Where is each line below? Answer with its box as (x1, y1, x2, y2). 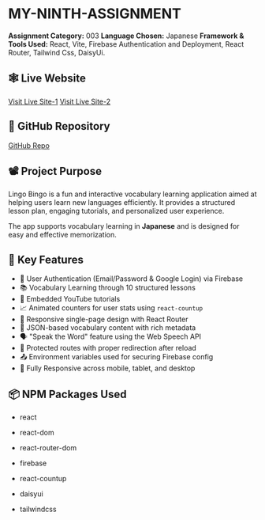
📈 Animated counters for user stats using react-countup (19, 303, 203, 313)
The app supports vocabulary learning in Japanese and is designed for (8, 222, 240, 231)
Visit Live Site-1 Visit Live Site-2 (8, 97, 111, 106)
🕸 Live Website (8, 72, 87, 85)
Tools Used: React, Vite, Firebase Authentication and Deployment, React (8, 39, 244, 48)
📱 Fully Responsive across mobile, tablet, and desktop (19, 363, 196, 373)
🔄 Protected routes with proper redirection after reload (19, 344, 197, 353)
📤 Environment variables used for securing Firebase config (19, 352, 214, 362)
